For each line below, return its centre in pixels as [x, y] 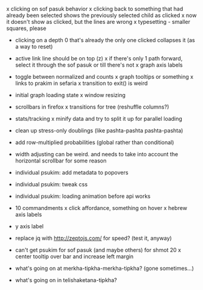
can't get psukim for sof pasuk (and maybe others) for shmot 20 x [98, 250]
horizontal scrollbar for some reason [61, 161]
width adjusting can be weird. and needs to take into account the [97, 154]
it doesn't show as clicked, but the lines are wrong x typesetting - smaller [98, 22]
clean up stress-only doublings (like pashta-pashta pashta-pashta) [99, 130]
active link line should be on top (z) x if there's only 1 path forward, [99, 58]
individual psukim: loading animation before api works [83, 196]
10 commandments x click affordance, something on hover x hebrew [101, 208]
